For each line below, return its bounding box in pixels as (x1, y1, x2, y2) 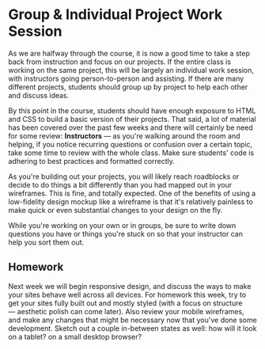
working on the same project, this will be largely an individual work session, (8, 65, 255, 74)
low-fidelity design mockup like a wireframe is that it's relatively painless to (8, 196, 253, 207)
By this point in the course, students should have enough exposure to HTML (8, 105, 256, 116)
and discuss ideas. (8, 90, 70, 100)
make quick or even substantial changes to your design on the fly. (8, 205, 223, 214)
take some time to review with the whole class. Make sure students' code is (8, 148, 255, 157)
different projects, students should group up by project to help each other (8, 82, 248, 92)
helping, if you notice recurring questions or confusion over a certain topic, (8, 139, 253, 149)
